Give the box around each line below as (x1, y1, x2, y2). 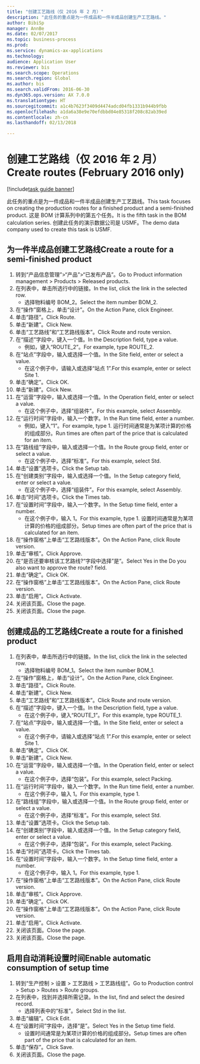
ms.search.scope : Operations (7, 70, 79, 76)
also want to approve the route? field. (15, 564, 107, 571)
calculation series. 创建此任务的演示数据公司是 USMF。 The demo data (7, 219, 180, 226)
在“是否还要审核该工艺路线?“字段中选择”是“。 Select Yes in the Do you (15, 557, 187, 565)
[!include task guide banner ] (7, 186, 75, 193)
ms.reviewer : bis (7, 64, 50, 70)
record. (15, 1000, 34, 1007)
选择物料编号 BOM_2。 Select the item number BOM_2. (24, 298, 158, 305)
